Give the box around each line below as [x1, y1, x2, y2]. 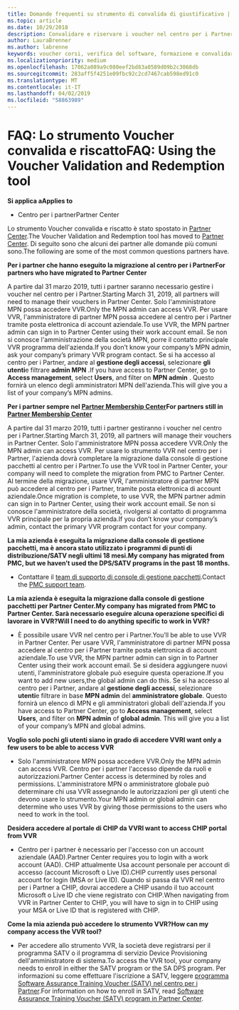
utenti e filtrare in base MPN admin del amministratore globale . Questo [17, 691, 228, 700]
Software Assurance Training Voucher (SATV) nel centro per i [17, 979, 198, 987]
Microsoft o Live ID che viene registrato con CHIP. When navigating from [17, 890, 229, 899]
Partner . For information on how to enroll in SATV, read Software [17, 986, 204, 995]
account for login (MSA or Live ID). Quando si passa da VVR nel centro [17, 875, 225, 884]
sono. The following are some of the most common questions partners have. [7, 247, 230, 256]
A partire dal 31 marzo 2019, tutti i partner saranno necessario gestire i [7, 282, 213, 291]
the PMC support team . [17, 580, 87, 589]
